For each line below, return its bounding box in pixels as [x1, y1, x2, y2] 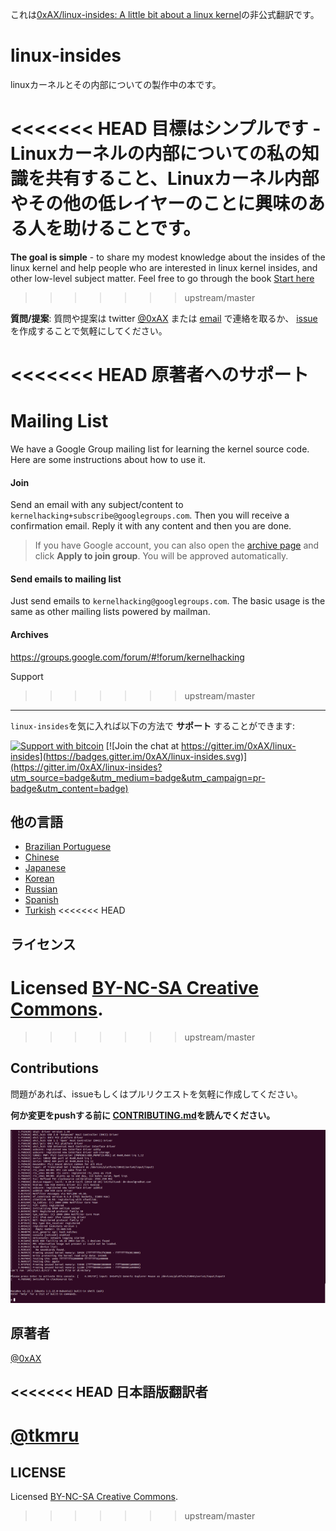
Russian [24, 883, 58, 895]
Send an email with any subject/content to [10, 499, 184, 511]
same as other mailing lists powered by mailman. [10, 606, 211, 618]
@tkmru [10, 1424, 80, 1447]
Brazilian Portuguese [24, 841, 112, 853]
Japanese [24, 862, 67, 874]
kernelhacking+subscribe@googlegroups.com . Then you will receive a [10, 509, 290, 522]
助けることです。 [63, 218, 202, 240]
